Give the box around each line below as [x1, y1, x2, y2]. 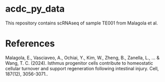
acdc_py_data [5, 3, 65, 15]
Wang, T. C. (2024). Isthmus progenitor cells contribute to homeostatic [5, 60, 153, 66]
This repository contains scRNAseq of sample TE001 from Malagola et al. [5, 20, 158, 26]
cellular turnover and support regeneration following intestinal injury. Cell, [5, 65, 159, 71]
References [5, 38, 55, 49]
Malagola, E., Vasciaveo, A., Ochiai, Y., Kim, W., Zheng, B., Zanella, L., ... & [5, 54, 160, 61]
